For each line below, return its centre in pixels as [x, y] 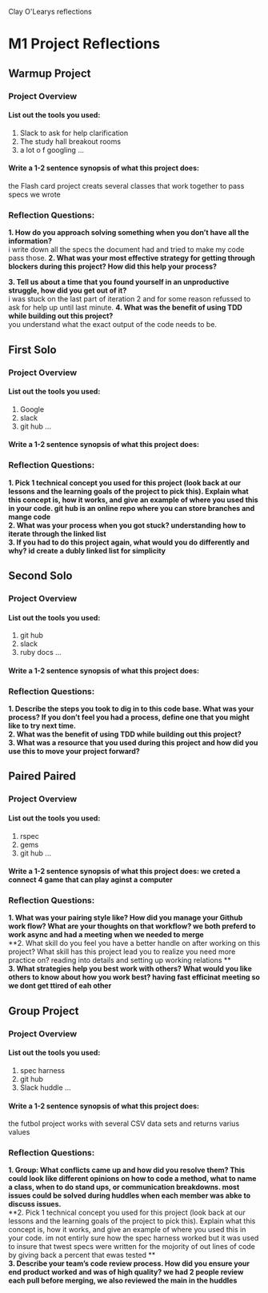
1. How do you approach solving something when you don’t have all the [129, 233]
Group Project [44, 1011]
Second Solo [40, 576]
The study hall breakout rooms [70, 141]
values [19, 1132]
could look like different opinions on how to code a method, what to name [132, 1179]
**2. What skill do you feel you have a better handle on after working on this [134, 944]
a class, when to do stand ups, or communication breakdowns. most [124, 1187]
